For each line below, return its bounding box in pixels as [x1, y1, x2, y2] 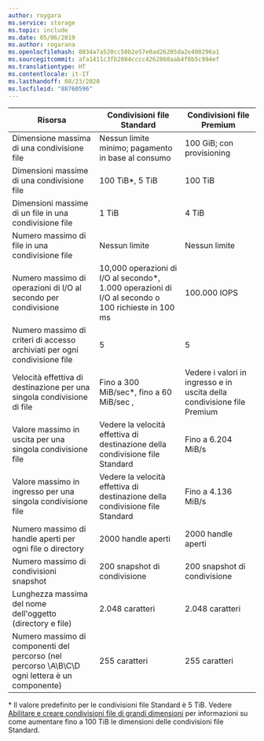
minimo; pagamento [99, 143, 173, 154]
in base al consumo [99, 153, 171, 164]
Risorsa [37, 115, 67, 126]
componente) [12, 680, 63, 691]
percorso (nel [12, 650, 62, 661]
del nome [12, 598, 47, 609]
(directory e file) [12, 618, 72, 629]
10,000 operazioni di [99, 263, 178, 274]
